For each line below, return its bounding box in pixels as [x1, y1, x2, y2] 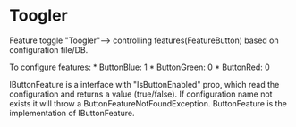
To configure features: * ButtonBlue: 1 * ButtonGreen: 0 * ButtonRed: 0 [9, 62, 270, 72]
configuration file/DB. [9, 44, 89, 55]
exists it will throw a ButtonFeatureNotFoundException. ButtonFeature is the [9, 97, 288, 108]
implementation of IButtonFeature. [9, 107, 135, 118]
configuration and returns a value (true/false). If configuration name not [9, 89, 273, 99]
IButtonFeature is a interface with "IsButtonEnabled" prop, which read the [9, 79, 280, 89]
